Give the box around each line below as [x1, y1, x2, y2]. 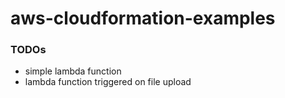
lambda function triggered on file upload [24, 76, 192, 88]
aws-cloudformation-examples [10, 7, 276, 30]
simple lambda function [24, 65, 122, 77]
